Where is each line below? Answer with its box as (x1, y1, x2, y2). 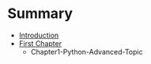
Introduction (18, 30, 59, 40)
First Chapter (18, 38, 62, 48)
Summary (7, 5, 73, 23)
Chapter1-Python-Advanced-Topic (30, 47, 143, 56)
